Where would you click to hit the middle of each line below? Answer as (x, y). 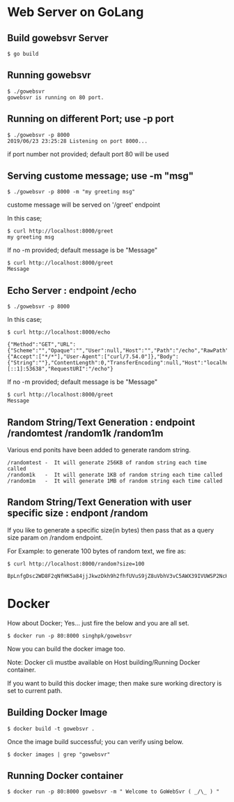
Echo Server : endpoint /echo (72, 290)
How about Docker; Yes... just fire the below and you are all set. (98, 623)
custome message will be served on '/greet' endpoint (84, 205)
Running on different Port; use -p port (91, 119)
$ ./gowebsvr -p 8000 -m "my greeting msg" (71, 192)
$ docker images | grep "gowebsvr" (59, 755)
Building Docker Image (57, 713)
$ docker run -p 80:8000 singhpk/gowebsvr (70, 636)
